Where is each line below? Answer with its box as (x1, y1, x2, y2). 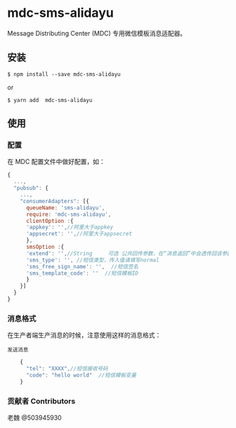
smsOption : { (25, 244, 65, 251)
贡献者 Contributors (7, 396, 76, 406)
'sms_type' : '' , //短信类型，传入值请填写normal (25, 257, 159, 264)
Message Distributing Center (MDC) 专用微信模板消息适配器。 (7, 29, 187, 37)
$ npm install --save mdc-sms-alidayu (7, 70, 121, 78)
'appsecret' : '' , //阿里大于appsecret (25, 231, 132, 238)
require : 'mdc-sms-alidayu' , (25, 211, 112, 218)
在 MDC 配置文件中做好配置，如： (7, 157, 105, 166)
